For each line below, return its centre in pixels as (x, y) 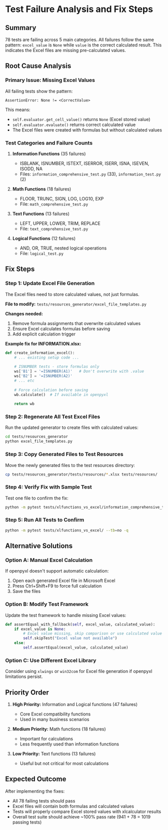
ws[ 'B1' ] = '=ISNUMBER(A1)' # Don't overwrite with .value (79, 371)
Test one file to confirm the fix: (37, 498)
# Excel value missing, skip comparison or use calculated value (93, 633)
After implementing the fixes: (35, 791)
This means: (18, 109)
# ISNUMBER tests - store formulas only (57, 367)
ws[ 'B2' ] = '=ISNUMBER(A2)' (43, 376)
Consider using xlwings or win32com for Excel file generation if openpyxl (79, 671)
